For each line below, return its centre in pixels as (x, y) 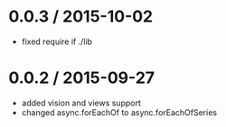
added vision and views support (81, 103)
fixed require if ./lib (56, 41)
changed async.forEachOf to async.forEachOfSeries (119, 112)
